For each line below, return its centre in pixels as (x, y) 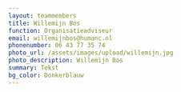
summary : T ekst (34, 68)
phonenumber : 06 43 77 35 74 (57, 46)
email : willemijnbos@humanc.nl (60, 38)
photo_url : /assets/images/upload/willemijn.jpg (91, 53)
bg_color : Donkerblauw (46, 75)
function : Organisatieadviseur (60, 30)
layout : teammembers (43, 16)
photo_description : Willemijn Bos (66, 61)
